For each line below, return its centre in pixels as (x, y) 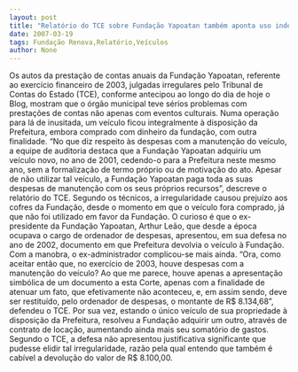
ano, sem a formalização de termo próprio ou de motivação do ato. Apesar (145, 170)
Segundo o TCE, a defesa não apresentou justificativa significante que (137, 339)
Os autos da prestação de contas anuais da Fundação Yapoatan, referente (145, 75)
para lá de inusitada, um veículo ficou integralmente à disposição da (134, 123)
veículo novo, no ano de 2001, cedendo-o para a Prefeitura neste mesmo (143, 160)
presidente (29, 226)
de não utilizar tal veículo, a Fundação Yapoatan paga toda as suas (131, 179)
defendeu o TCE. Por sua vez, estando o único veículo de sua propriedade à (149, 311)
